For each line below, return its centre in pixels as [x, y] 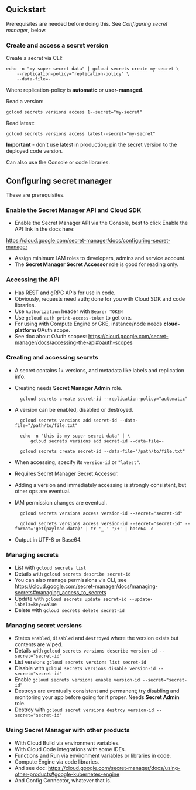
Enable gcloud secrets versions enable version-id [77, 680]
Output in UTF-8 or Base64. [48, 539]
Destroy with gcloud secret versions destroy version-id [84, 710]
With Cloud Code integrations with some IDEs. [70, 749]
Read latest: [20, 123]
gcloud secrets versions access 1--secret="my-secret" [74, 112]
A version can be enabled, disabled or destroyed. [74, 409]
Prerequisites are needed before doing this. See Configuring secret [87, 23]
